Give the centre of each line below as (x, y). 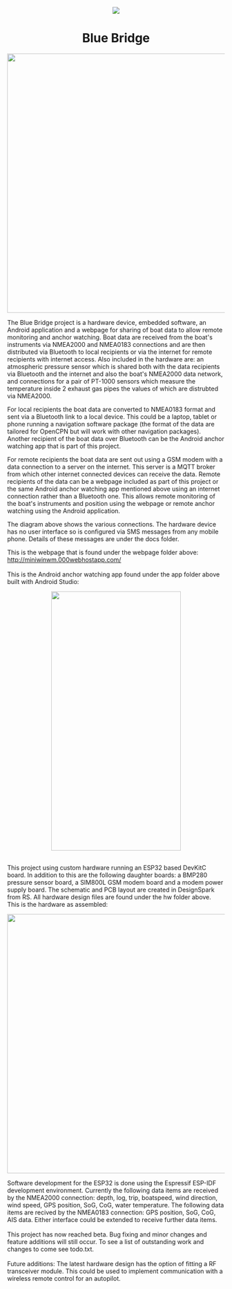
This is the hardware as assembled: (58, 904)
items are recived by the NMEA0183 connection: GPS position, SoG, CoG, (112, 1212)
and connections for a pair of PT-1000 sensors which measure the (101, 381)
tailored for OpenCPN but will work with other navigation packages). (104, 431)
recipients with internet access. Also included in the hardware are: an (106, 359)
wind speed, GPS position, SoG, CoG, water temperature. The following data (116, 1205)
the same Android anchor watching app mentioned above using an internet (114, 489)
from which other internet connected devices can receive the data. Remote (114, 474)
